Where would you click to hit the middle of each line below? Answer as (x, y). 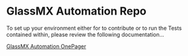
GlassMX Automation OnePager (47, 46)
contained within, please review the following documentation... (85, 34)
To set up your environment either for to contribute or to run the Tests (94, 28)
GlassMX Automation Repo (77, 11)
